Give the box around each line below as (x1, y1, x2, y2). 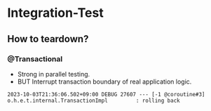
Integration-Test (7, 5, 104, 21)
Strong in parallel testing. (17, 70, 90, 78)
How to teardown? (7, 33, 89, 45)
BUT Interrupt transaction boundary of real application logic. (17, 77, 192, 86)
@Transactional (7, 54, 63, 64)
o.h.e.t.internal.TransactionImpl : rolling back (7, 97, 180, 104)
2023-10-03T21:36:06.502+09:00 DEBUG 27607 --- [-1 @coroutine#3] (7, 91, 205, 98)
